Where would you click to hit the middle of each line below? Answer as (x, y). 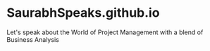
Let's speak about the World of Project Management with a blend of (105, 32)
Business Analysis (33, 39)
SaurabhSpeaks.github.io (83, 13)
